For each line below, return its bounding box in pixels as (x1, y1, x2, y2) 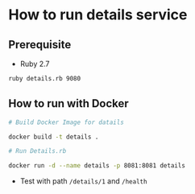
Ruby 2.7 (19, 59, 50, 68)
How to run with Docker (8, 97, 129, 110)
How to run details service (8, 6, 188, 24)
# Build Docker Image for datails (8, 118, 125, 126)
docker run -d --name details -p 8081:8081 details (8, 162, 185, 170)
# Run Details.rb (8, 147, 67, 155)
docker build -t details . (8, 133, 99, 141)
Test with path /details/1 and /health (19, 176, 147, 186)
